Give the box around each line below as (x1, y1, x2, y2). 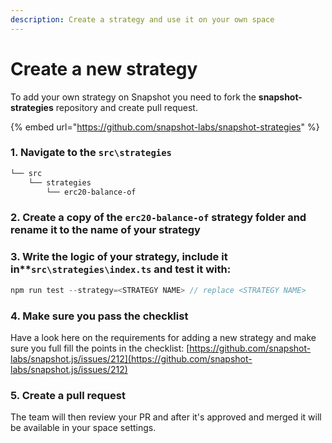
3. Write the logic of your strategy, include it (10, 250, 228, 264)
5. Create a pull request (10, 388, 126, 402)
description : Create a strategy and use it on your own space (10, 14, 275, 25)
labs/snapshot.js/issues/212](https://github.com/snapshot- (10, 352, 253, 365)
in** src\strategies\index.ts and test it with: (10, 262, 232, 276)
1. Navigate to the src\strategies (10, 146, 172, 160)
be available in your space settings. (10, 422, 157, 434)
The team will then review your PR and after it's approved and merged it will (10, 411, 322, 423)
